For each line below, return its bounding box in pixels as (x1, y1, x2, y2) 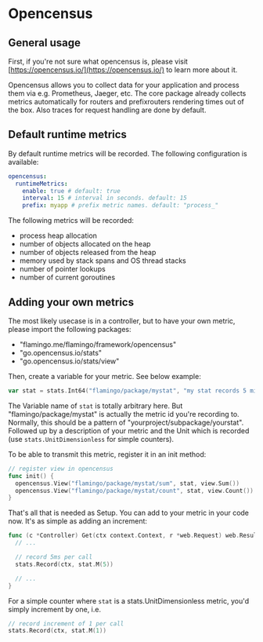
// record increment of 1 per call (8, 619, 124, 628)
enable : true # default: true (22, 187, 121, 195)
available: (8, 157, 39, 166)
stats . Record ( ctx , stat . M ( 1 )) (8, 627, 107, 635)
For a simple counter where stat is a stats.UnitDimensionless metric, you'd (8, 596, 250, 605)
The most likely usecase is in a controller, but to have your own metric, (8, 316, 236, 326)
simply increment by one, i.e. (8, 604, 102, 614)
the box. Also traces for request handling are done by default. (8, 105, 207, 115)
